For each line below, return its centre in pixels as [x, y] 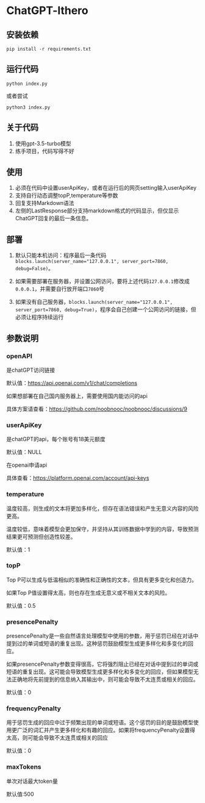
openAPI [19, 356]
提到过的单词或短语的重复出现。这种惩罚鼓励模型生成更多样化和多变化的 [97, 644]
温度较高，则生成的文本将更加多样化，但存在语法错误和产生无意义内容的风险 [103, 508]
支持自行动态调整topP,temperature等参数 [67, 195]
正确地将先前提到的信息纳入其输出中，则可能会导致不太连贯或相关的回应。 [105, 679]
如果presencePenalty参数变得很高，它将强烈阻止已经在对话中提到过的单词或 [103, 664]
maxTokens [24, 767]
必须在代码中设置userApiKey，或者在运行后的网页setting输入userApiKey [106, 188]
